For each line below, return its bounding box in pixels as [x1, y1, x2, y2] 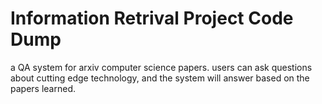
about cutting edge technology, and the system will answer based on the [10, 72, 310, 84]
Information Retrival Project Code [10, 7, 294, 30]
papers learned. [10, 82, 76, 94]
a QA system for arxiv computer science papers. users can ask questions [10, 61, 313, 73]
